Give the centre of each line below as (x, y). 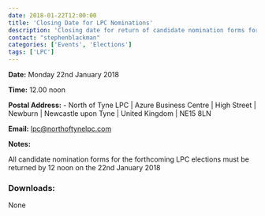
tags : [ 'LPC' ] (32, 52)
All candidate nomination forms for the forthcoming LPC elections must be (129, 159)
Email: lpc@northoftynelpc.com (60, 128)
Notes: (20, 144)
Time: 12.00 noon (37, 90)
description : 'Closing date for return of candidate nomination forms (127, 30)
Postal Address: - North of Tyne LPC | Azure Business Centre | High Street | (132, 105)
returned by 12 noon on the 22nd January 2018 (84, 168)
